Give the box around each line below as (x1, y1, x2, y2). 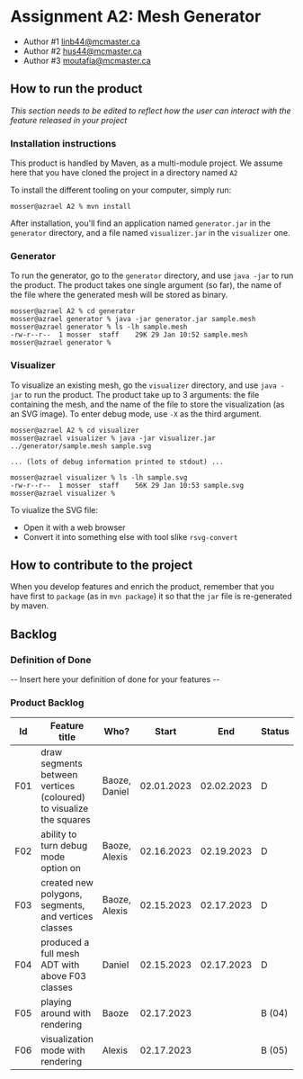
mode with (40, 1044, 85, 1057)
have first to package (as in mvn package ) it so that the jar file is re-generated (10, 591, 293, 602)
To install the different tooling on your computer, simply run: (10, 184, 232, 195)
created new (40, 877, 94, 889)
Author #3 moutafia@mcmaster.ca (22, 55, 151, 66)
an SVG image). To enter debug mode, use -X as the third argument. (10, 408, 262, 419)
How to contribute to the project (10, 558, 193, 573)
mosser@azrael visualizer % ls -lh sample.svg (10, 472, 188, 482)
